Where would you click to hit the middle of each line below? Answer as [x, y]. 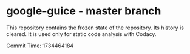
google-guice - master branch [84, 11]
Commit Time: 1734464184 [40, 46]
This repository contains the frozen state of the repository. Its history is [95, 28]
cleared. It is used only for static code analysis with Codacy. [81, 34]
